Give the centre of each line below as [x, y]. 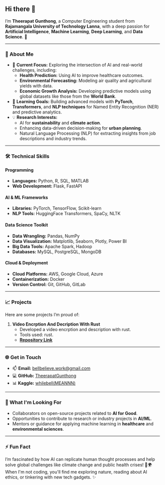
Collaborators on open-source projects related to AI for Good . [75, 413]
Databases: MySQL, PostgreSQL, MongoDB [57, 252]
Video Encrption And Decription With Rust [56, 324]
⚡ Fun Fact [18, 447]
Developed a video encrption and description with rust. [75, 330]
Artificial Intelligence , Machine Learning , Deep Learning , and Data [74, 31]
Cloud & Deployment [27, 263]
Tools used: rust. [36, 335]
